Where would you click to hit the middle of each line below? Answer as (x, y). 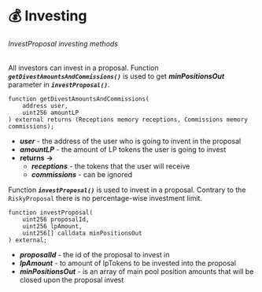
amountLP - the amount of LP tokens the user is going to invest (123, 150)
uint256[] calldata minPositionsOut (83, 234)
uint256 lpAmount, (52, 227)
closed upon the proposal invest (72, 280)
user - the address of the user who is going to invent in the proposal (130, 141)
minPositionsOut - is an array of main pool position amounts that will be (137, 272)
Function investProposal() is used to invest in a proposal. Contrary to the (127, 190)
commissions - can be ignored (81, 175)
